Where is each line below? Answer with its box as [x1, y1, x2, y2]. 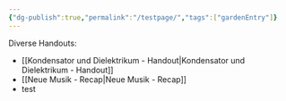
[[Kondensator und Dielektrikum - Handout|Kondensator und [21, 55, 246, 65]
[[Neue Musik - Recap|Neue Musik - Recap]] [21, 73, 187, 85]
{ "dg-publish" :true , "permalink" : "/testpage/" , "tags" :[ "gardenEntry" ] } [8, 13, 278, 22]
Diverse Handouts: [8, 38, 77, 48]
